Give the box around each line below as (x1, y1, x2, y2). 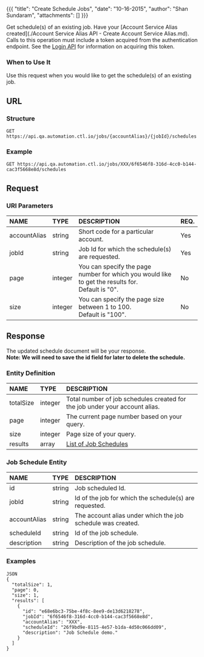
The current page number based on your (66, 412, 182, 421)
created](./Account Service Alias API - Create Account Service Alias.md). (6, 30, 189, 37)
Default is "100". (78, 310, 126, 318)
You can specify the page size (78, 295, 165, 303)
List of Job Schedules (66, 440, 129, 448)
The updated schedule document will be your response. (6, 347, 146, 354)
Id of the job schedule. (75, 529, 138, 538)
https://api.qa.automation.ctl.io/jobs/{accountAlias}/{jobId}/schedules (6, 133, 197, 139)
